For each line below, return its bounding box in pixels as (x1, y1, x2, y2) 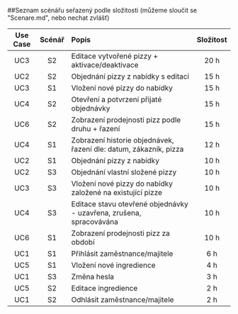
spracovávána (71, 217, 118, 226)
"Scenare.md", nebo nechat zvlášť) (7, 13, 110, 22)
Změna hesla (71, 272, 115, 281)
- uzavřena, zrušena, (71, 208, 142, 218)
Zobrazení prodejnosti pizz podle (71, 115, 181, 125)
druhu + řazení (71, 124, 120, 133)
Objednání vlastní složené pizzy (71, 167, 177, 176)
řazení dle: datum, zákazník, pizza (71, 145, 184, 154)
